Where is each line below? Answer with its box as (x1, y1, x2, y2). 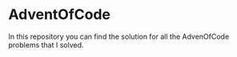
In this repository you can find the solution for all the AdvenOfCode (8, 32, 230, 41)
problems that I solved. (8, 40, 84, 49)
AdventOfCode (8, 6, 110, 24)
